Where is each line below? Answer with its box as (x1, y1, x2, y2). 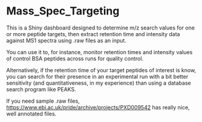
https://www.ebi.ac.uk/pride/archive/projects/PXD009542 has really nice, (6, 103, 190, 111)
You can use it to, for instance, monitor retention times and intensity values (6, 48, 193, 55)
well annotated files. (6, 110, 57, 117)
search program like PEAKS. (6, 85, 77, 93)
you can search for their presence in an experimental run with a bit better (6, 73, 189, 80)
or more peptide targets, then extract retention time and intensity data (6, 30, 180, 37)
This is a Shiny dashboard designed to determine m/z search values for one (6, 24, 195, 31)
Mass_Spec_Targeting (6, 4, 120, 18)
